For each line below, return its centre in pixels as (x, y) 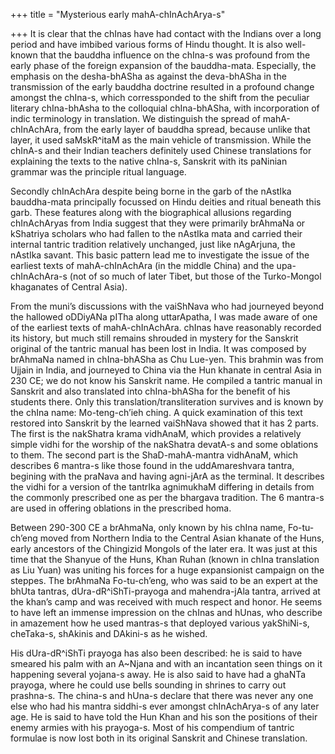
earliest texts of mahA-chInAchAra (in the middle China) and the (142, 265)
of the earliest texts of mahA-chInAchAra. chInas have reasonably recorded (166, 327)
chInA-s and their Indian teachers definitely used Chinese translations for (161, 150)
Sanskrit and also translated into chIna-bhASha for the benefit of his (150, 391)
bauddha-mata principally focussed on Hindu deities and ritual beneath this (166, 202)
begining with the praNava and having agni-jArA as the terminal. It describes (167, 476)
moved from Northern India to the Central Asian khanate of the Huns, (182, 538)
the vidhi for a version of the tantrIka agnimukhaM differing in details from (162, 487)
